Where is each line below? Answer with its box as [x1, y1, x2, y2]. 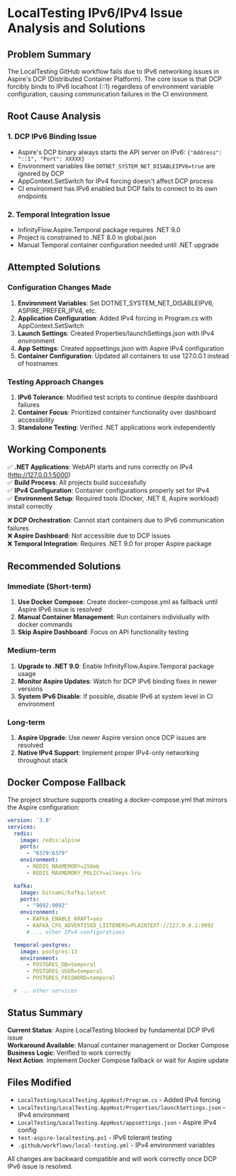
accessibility [17, 415, 55, 424]
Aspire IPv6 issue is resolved [17, 605, 103, 614]
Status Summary [7, 1007, 84, 1019]
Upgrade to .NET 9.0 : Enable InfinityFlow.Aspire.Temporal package [17, 662, 214, 670]
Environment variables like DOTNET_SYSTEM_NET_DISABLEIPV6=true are [17, 161, 215, 170]
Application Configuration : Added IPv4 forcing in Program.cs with [17, 314, 213, 322]
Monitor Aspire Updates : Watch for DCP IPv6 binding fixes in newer [17, 677, 218, 685]
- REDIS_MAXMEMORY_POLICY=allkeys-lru [26, 869, 141, 876]
